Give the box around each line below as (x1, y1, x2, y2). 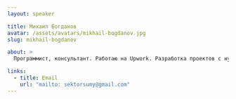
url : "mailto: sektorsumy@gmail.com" (20, 81, 131, 88)
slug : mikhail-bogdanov (7, 36, 77, 43)
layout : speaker (7, 10, 55, 18)
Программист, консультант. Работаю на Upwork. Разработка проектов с (13, 55, 221, 62)
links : (7, 68, 27, 75)
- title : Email (13, 74, 58, 81)
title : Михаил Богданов (7, 22, 77, 30)
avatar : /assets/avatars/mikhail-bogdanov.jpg (7, 29, 146, 37)
